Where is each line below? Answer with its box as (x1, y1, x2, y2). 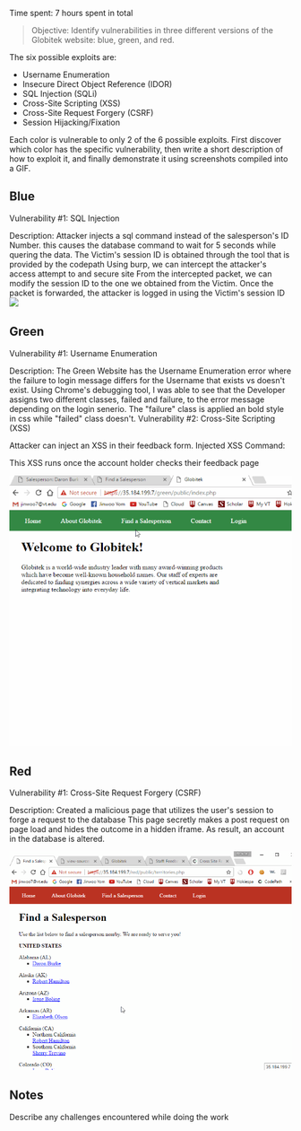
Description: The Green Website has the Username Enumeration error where (9, 365, 292, 376)
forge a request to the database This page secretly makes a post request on (9, 814, 289, 825)
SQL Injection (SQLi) (21, 89, 98, 99)
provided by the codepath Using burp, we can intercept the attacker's (9, 259, 267, 269)
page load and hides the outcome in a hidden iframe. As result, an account (9, 824, 285, 835)
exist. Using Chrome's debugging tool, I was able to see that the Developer (9, 384, 286, 395)
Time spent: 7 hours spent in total (9, 8, 133, 18)
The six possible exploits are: (9, 52, 117, 62)
